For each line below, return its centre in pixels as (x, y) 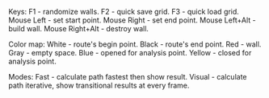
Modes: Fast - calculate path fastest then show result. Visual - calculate (128, 77)
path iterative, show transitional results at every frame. (99, 85)
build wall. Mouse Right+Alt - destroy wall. (79, 29)
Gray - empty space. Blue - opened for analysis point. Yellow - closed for (130, 53)
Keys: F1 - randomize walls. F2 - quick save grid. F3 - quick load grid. (124, 12)
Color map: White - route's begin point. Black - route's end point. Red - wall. (135, 44)
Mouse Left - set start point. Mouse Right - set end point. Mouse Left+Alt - (132, 20)
